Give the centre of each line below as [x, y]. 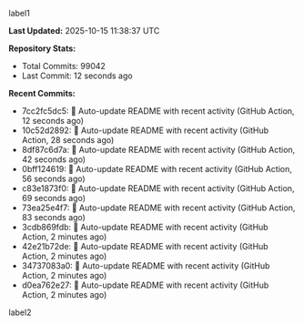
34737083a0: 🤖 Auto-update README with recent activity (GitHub [146, 266]
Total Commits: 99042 [64, 66]
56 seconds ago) [53, 178]
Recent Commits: [42, 93]
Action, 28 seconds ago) [68, 140]
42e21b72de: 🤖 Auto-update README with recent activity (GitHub [145, 246]
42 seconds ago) [54, 159]
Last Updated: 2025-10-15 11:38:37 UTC [84, 30]
